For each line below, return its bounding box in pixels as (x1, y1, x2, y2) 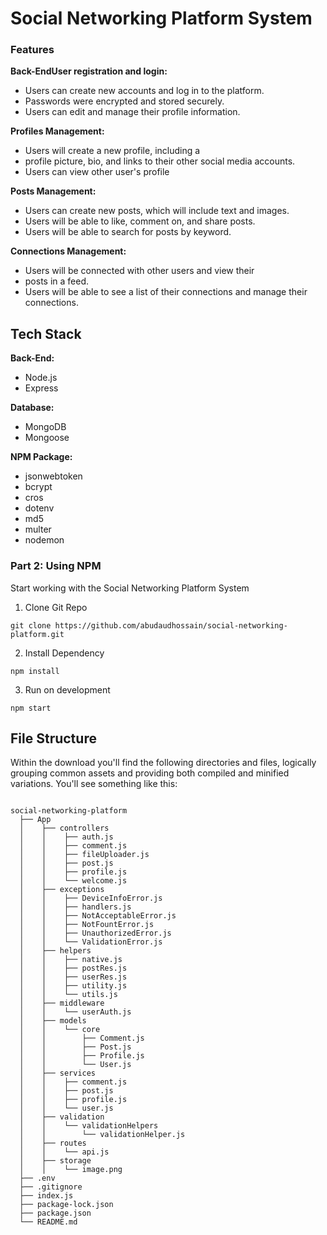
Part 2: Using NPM (10, 559, 102, 573)
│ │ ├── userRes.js (19, 972, 128, 982)
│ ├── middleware (19, 998, 105, 1009)
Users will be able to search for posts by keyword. (24, 226, 232, 238)
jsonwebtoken (24, 470, 83, 482)
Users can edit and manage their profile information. (24, 106, 241, 118)
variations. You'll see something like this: (10, 778, 178, 790)
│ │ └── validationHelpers (19, 1121, 159, 1131)
